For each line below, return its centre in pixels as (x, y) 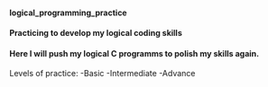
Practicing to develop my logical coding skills (96, 33)
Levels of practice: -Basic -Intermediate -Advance (102, 74)
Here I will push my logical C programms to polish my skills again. (134, 53)
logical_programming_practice (69, 13)
